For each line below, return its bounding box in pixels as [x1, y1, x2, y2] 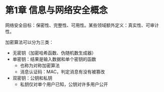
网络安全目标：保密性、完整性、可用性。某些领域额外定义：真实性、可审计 [5, 22, 159, 28]
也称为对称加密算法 [20, 62, 60, 68]
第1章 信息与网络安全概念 [5, 5, 108, 16]
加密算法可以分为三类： [5, 39, 54, 45]
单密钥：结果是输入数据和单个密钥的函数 [12, 56, 96, 62]
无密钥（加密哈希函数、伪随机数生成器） [12, 50, 96, 56]
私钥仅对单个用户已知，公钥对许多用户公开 [20, 81, 108, 87]
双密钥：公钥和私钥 [12, 75, 53, 81]
